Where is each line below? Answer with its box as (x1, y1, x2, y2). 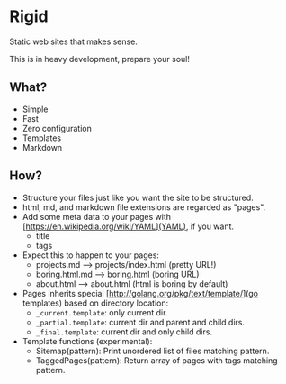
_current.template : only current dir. (35, 306, 168, 317)
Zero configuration (22, 123, 93, 133)
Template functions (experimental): (22, 335, 153, 346)
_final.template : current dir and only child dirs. (35, 326, 213, 337)
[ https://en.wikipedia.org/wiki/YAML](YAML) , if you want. (22, 221, 235, 232)
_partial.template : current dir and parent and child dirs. (35, 316, 246, 327)
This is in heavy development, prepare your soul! (9, 53, 191, 64)
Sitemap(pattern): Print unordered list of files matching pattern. (35, 345, 270, 356)
